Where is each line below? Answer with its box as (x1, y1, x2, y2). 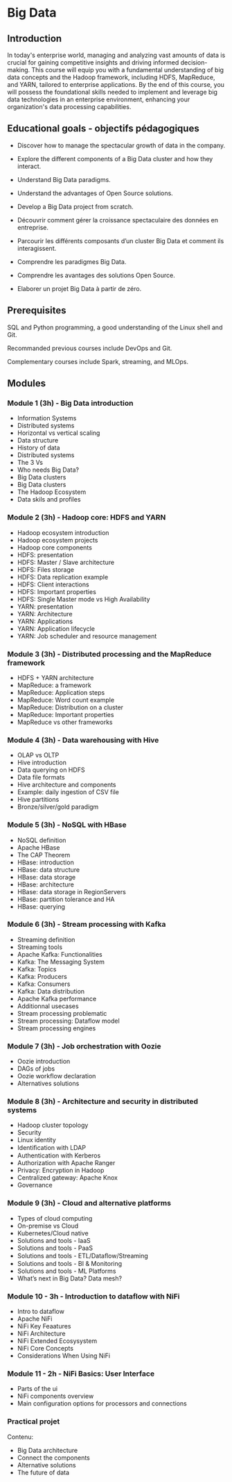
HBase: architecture (17, 880, 74, 889)
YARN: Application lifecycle (17, 624, 96, 633)
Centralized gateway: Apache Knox (17, 1174, 118, 1182)
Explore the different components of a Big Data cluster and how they (17, 154, 213, 163)
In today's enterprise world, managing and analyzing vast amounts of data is (7, 51, 226, 59)
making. (7, 66, 30, 74)
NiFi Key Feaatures (17, 1322, 71, 1330)
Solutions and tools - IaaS (17, 1236, 91, 1244)
